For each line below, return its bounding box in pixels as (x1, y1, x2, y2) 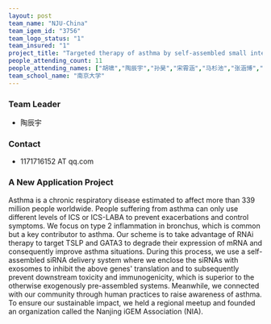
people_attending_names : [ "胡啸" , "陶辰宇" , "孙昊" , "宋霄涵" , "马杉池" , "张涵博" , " (8, 64, 264, 73)
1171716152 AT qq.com (19, 156, 94, 166)
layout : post (8, 11, 52, 20)
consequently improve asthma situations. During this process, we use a (8, 247, 246, 256)
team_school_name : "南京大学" (8, 72, 105, 80)
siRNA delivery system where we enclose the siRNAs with (46, 255, 239, 264)
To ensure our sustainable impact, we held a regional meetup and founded (8, 297, 256, 307)
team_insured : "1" (8, 42, 70, 50)
